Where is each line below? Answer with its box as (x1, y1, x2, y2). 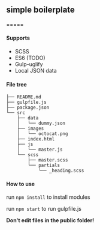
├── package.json (6, 104, 50, 110)
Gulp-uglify (14, 61, 43, 68)
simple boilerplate (6, 5, 75, 15)
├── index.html (17, 136, 55, 142)
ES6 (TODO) (14, 54, 46, 62)
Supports (6, 34, 30, 41)
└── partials (28, 162, 60, 169)
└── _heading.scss (38, 168, 84, 174)
